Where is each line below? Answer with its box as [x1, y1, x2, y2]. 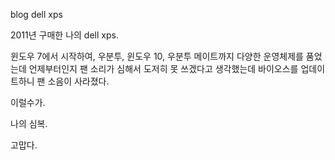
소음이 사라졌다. [47, 75, 110, 87]
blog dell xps [10, 9, 63, 20]
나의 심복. [10, 118, 48, 129]
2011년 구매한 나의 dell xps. [10, 29, 119, 41]
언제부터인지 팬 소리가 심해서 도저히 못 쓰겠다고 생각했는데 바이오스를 [28, 63, 299, 74]
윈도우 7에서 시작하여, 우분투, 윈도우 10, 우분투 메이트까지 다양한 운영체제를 [10, 50, 304, 62]
